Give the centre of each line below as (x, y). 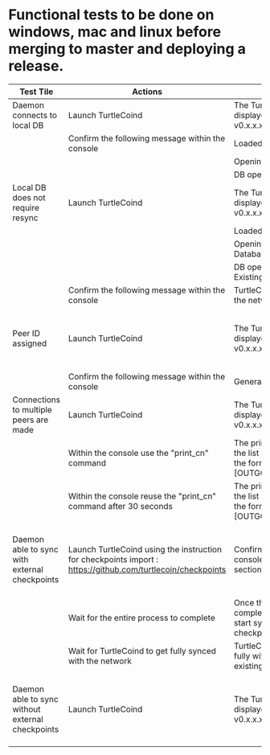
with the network (100, 661)
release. (36, 66)
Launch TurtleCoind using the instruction (145, 549)
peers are (31, 420)
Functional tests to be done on (111, 15)
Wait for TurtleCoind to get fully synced (142, 650)
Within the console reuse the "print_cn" (142, 496)
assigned (30, 343)
